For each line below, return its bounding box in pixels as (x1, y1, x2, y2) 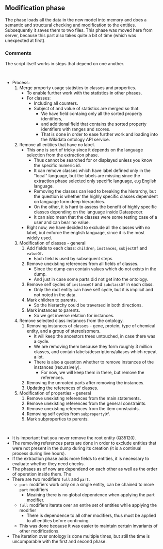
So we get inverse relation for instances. (33, 313, 114, 319)
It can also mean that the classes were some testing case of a (33, 214, 158, 220)
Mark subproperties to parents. (26, 416, 89, 422)
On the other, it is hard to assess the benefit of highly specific (33, 204, 157, 210)
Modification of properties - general (19, 390, 91, 396)
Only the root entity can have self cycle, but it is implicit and (33, 287, 154, 293)
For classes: (26, 95, 51, 101)
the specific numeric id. (33, 163, 81, 169)
